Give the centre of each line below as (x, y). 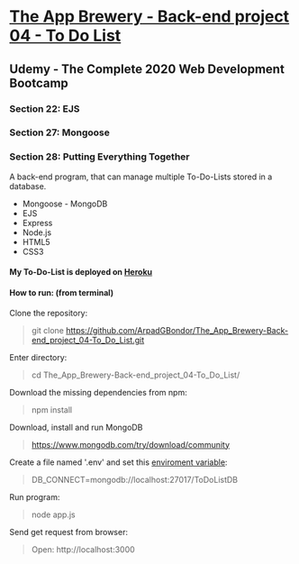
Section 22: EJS (45, 108)
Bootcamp (39, 83)
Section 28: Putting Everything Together (100, 157)
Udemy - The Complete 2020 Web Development (147, 69)
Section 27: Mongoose (59, 132)
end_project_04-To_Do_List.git (88, 340)
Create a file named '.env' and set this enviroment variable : (118, 462)
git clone (48, 330)
